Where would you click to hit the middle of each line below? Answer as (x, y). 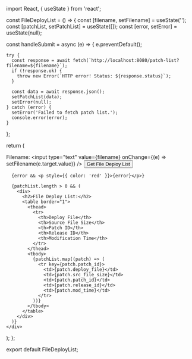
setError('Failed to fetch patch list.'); (65, 113)
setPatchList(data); (37, 97)
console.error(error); (40, 118)
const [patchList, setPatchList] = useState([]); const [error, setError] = (92, 26)
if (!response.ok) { (37, 71)
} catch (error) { (29, 107)
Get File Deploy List (108, 164)
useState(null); (24, 33)
